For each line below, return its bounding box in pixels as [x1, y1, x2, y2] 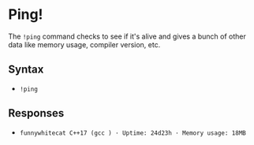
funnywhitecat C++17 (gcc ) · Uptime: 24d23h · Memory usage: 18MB [19, 128, 246, 137]
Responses [8, 106, 65, 120]
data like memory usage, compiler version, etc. [8, 39, 161, 49]
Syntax [8, 63, 44, 76]
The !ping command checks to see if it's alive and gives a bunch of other [8, 32, 246, 41]
